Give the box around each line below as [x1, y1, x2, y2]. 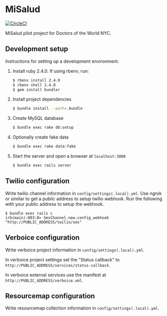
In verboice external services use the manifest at [5, 272, 107, 278]
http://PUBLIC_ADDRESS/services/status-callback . [5, 262, 111, 268]
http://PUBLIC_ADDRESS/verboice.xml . [5, 277, 83, 283]
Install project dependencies [12, 96, 72, 102]
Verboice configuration [5, 234, 80, 242]
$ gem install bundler [12, 87, 60, 92]
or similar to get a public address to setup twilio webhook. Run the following [5, 196, 162, 202]
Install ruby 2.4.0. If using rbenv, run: [12, 68, 89, 74]
